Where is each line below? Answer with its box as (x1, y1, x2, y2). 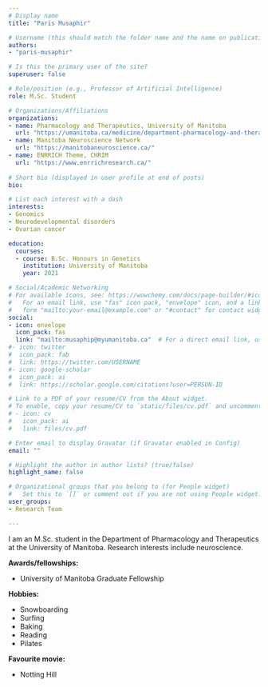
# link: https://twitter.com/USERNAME (8, 357, 141, 366)
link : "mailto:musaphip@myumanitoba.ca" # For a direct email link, (15, 336, 251, 344)
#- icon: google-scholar (8, 365, 91, 373)
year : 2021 (22, 270, 59, 278)
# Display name (8, 11, 59, 20)
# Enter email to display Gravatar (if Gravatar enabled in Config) (8, 439, 241, 447)
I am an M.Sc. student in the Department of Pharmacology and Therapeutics (8, 533, 259, 544)
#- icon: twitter (8, 343, 66, 352)
